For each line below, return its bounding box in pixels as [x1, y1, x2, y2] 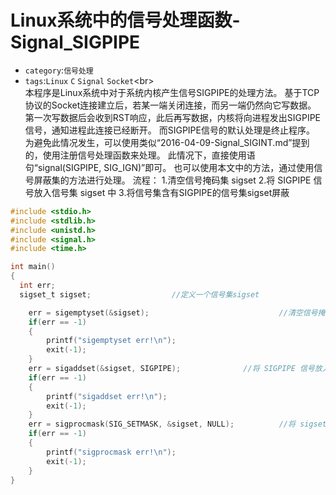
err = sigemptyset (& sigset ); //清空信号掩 [28, 307, 326, 318]
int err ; [19, 281, 56, 291]
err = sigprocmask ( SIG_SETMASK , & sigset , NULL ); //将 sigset [28, 419, 327, 430]
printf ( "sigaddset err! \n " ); [46, 391, 168, 401]
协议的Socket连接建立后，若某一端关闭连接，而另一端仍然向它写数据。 [24, 99, 317, 111]
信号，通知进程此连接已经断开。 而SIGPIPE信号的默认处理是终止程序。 [24, 124, 315, 136]
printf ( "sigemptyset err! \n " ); [46, 336, 177, 346]
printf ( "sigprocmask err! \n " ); [46, 447, 177, 457]
